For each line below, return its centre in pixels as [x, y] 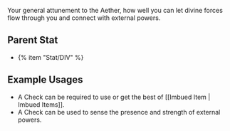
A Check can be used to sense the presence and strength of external [119, 112]
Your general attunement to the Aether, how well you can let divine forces [115, 10]
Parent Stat [33, 40]
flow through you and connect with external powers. [84, 18]
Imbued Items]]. [41, 104]
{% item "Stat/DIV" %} [51, 57]
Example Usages [45, 80]
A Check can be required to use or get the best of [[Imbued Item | [114, 97]
